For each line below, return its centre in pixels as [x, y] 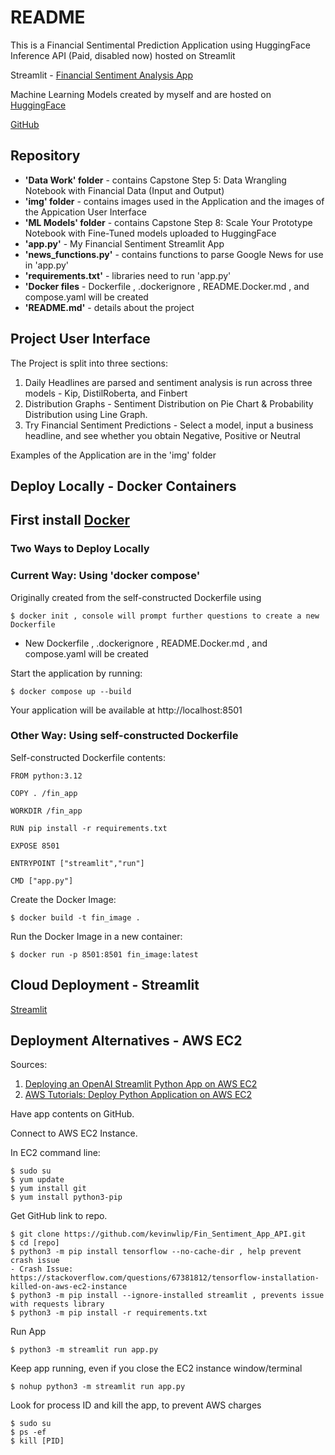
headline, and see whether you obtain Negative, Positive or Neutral [162, 435]
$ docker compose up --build [71, 691]
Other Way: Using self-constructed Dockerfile [124, 736]
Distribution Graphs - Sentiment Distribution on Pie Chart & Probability [169, 403]
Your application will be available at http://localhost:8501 [126, 710]
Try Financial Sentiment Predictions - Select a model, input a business [169, 425]
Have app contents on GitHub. [72, 1114]
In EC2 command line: [55, 1153]
